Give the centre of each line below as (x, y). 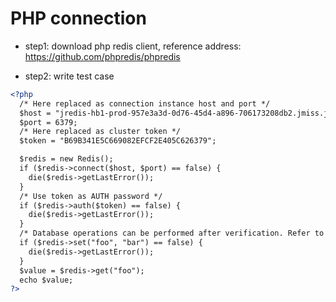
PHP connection (78, 18)
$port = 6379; (48, 122)
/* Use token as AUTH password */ (91, 196)
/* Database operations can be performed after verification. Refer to (172, 233)
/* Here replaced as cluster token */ (100, 132)
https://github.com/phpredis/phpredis (102, 56)
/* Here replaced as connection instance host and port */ (145, 103)
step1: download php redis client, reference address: (133, 46)
